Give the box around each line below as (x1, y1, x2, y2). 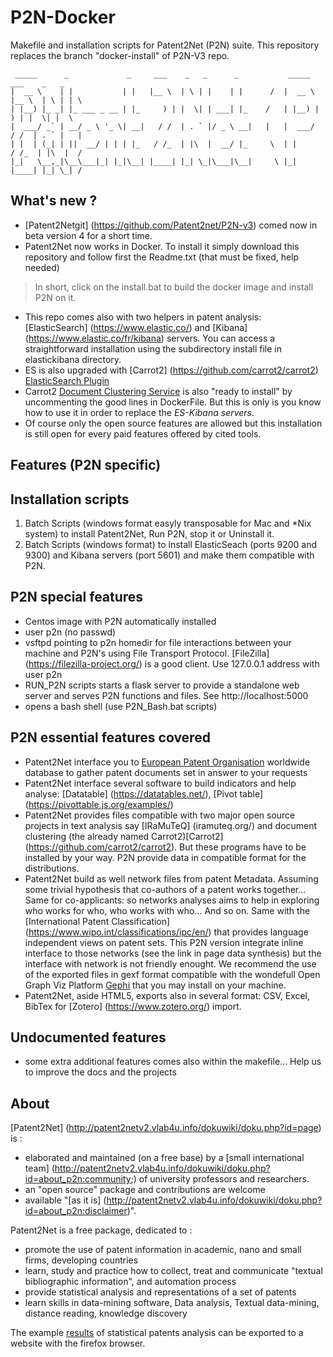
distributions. (24, 862, 80, 874)
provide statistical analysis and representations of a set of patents (24, 1286, 297, 1298)
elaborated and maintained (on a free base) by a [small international (24, 1152, 305, 1164)
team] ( (24, 1162, 55, 1175)
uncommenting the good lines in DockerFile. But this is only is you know (24, 396, 322, 408)
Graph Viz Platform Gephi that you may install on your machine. (24, 979, 287, 991)
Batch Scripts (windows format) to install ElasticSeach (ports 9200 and (24, 538, 318, 550)
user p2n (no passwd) (24, 626, 117, 638)
